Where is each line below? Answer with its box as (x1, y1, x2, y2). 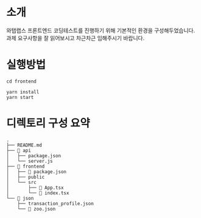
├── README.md (6, 142, 43, 148)
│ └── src (6, 179, 37, 185)
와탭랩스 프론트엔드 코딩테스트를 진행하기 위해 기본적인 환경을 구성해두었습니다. (6, 27, 196, 34)
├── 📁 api (6, 147, 32, 154)
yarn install (6, 89, 40, 95)
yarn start (6, 94, 34, 100)
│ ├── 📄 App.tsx (6, 185, 64, 191)
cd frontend (6, 78, 37, 84)
